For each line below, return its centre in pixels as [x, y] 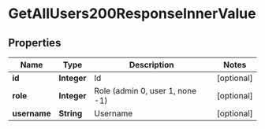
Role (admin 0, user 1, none [146, 91]
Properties [35, 43]
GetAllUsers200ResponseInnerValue [132, 14]
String [71, 113]
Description [151, 65]
